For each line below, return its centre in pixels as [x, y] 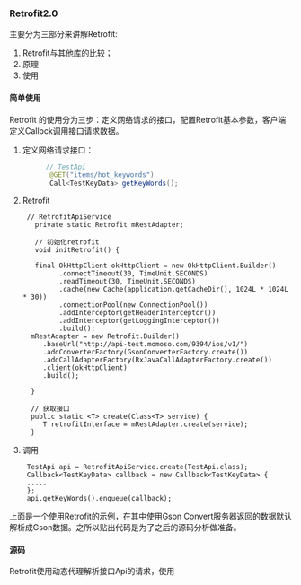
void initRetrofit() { [77, 250]
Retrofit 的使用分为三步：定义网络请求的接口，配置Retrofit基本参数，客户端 [148, 119]
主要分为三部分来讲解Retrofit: [64, 34]
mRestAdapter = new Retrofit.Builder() [105, 336]
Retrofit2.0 [34, 13]
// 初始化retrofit [67, 242]
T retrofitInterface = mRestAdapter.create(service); [146, 424]
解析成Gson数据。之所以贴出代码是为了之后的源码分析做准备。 [125, 528]
